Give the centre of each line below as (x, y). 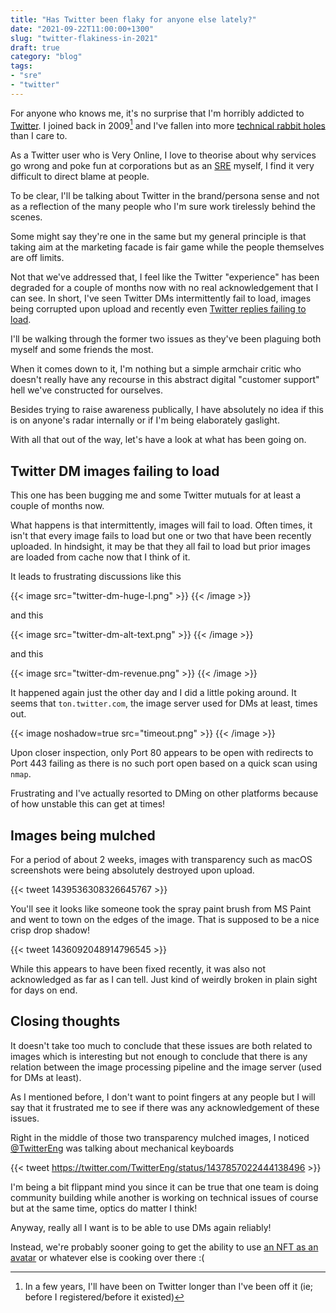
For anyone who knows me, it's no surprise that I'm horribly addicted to (157, 113)
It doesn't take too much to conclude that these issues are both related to (161, 1045)
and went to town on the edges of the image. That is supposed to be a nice (165, 920)
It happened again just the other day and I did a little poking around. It (153, 693)
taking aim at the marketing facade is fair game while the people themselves (167, 247)
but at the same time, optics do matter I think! (104, 1208)
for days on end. (44, 990)
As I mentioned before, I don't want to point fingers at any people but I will (163, 1097)
